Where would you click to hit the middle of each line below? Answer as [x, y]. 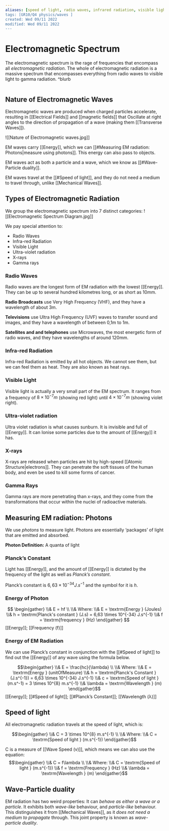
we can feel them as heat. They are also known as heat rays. [68, 367]
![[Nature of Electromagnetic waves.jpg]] [48, 137]
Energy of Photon [27, 598]
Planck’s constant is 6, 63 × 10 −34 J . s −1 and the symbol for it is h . [72, 585]
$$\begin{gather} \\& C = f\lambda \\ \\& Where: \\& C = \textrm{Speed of [84, 763]
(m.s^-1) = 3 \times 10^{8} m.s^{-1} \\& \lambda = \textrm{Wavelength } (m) [84, 683]
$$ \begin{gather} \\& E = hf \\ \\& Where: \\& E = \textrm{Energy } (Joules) [84, 609]
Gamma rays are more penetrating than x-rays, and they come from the [79, 497]
